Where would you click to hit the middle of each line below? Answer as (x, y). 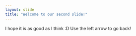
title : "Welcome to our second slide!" (46, 14)
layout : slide (20, 10)
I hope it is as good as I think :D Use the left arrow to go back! (68, 28)
